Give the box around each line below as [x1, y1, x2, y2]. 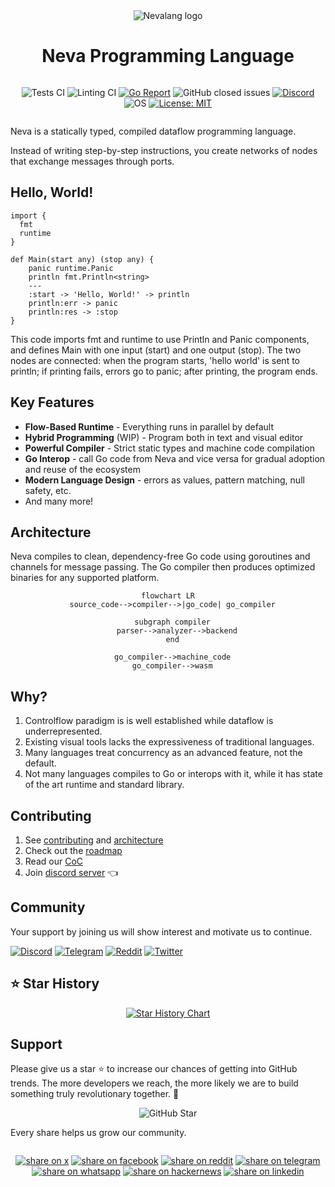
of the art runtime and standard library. [24, 779, 185, 791]
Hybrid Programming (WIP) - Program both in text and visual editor [24, 431, 304, 443]
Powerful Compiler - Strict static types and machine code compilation [24, 442, 315, 454]
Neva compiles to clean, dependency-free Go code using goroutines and [10, 550, 311, 563]
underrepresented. [24, 725, 103, 738]
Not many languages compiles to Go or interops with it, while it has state [24, 768, 323, 780]
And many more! [24, 495, 94, 507]
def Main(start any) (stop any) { [10, 254, 155, 264]
